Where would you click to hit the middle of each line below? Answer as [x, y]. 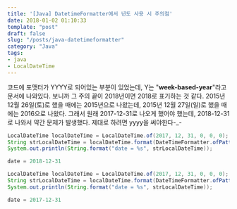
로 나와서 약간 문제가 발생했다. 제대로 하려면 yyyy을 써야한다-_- [95, 122]
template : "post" [33, 27]
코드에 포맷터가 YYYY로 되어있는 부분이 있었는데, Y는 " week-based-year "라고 [117, 87]
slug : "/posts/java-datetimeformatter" [66, 40]
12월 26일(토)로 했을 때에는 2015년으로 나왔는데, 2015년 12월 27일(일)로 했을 [114, 104]
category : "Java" [33, 46]
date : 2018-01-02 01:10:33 [47, 20]
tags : [15, 53]
